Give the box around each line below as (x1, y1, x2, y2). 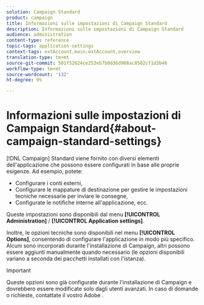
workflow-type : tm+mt (6, 65, 62, 72)
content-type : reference (6, 37, 69, 43)
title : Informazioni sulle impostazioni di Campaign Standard (6, 20, 167, 26)
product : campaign (6, 15, 53, 21)
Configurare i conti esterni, (15, 179, 83, 187)
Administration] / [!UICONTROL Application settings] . (6, 217, 145, 224)
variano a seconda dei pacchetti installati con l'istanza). (6, 255, 146, 262)
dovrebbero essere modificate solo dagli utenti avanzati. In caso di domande (6, 285, 199, 293)
